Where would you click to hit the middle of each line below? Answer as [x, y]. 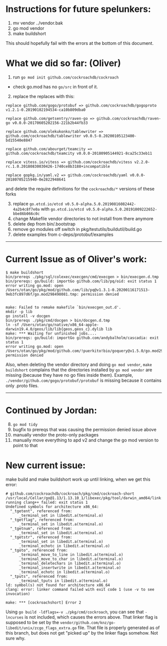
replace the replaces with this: [44, 96]
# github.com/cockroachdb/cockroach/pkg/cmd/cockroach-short [70, 494]
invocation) [18, 594]
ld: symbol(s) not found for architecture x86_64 [58, 585]
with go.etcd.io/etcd [62, 209]
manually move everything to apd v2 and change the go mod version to [86, 440]
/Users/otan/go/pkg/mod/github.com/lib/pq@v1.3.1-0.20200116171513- [78, 290]
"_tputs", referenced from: [39, 576]
